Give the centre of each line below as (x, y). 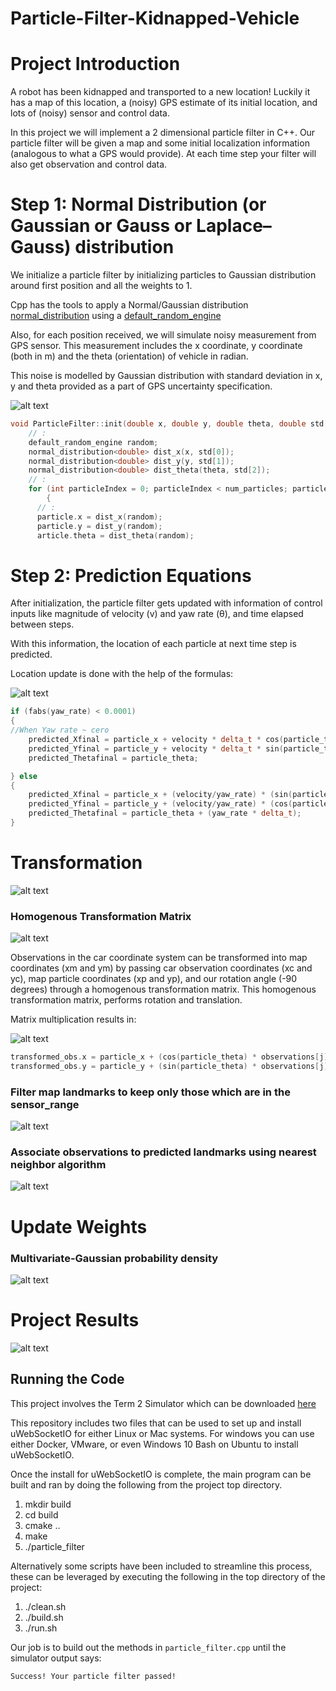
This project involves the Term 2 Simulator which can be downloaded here (163, 1403)
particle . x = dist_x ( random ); (99, 517)
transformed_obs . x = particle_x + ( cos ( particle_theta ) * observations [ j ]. (171, 1057)
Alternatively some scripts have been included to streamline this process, (161, 1566)
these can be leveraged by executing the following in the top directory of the (168, 1576)
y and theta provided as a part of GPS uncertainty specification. (141, 386)
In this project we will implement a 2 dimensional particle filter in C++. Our (163, 133)
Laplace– (234, 226)
